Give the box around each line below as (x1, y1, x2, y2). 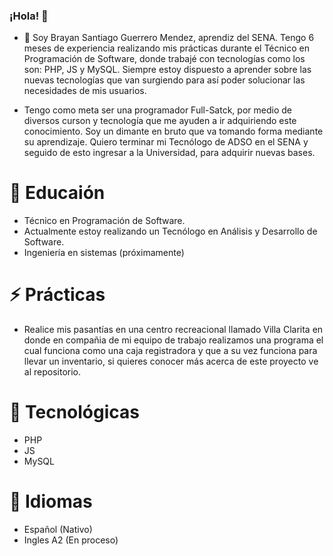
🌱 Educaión (9, 182, 106, 204)
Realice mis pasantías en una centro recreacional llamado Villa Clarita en (23, 324, 324, 336)
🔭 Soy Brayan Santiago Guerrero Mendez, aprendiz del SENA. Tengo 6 (23, 32, 315, 44)
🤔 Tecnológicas (9, 401, 140, 424)
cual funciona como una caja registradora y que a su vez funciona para (23, 345, 318, 357)
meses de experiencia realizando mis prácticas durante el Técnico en (23, 42, 310, 54)
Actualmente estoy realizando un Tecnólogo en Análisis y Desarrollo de (23, 225, 318, 238)
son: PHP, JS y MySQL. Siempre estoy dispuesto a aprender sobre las (23, 64, 312, 76)
